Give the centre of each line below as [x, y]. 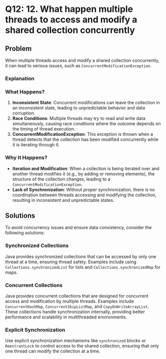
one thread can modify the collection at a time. [53, 351]
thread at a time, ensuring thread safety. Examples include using [71, 262]
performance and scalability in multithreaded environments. [66, 317]
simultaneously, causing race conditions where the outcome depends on [86, 124]
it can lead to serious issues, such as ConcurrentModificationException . [79, 66]
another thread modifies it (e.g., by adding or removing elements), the [83, 174]
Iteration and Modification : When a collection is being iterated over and [86, 168]
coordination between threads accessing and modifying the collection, [84, 195]
